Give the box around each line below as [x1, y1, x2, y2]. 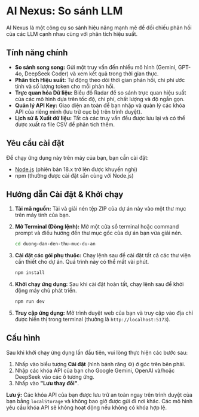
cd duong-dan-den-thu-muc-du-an [14, 241, 96, 247]
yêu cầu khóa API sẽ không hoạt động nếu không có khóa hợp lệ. [6, 404, 167, 411]
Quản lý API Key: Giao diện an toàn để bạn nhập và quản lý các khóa [14, 102, 185, 109]
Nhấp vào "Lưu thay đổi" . [14, 379, 79, 386]
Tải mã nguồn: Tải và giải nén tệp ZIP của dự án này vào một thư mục [14, 205, 186, 212]
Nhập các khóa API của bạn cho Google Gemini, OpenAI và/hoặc [14, 367, 175, 374]
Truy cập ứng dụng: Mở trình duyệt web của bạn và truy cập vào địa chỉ [14, 309, 193, 316]
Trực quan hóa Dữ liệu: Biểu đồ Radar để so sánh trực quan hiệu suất [14, 89, 186, 96]
